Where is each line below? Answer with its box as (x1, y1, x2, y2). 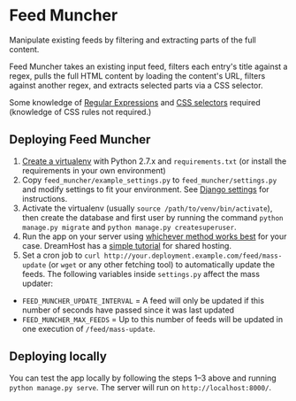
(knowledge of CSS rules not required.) (9, 106, 152, 117)
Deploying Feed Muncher (9, 132, 151, 147)
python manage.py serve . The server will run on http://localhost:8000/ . (9, 382, 272, 392)
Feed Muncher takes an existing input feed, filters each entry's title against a (9, 61, 288, 72)
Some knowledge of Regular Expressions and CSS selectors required (9, 96, 261, 107)
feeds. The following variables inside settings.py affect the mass (21, 268, 261, 279)
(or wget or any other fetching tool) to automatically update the (48, 258, 276, 270)
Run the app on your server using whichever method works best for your (21, 231, 287, 242)
